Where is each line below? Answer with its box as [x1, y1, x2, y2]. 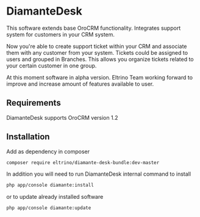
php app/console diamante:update [6, 205, 91, 211]
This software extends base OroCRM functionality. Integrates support [6, 24, 181, 32]
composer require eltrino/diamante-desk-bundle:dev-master [6, 159, 160, 165]
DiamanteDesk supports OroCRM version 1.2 [6, 114, 118, 121]
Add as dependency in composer [6, 148, 90, 155]
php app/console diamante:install [6, 182, 95, 188]
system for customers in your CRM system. [6, 30, 115, 38]
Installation [6, 132, 50, 142]
